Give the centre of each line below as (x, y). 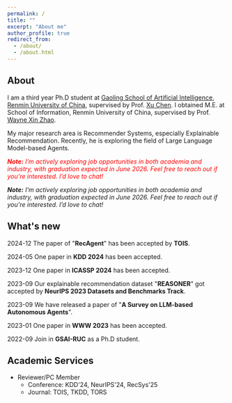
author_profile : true (39, 33)
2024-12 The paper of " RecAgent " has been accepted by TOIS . (99, 243)
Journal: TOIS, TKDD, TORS (67, 392)
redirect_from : (29, 40)
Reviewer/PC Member (49, 377)
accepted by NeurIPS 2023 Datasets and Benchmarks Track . (96, 291)
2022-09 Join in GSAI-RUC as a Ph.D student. (74, 339)
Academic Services (51, 360)
